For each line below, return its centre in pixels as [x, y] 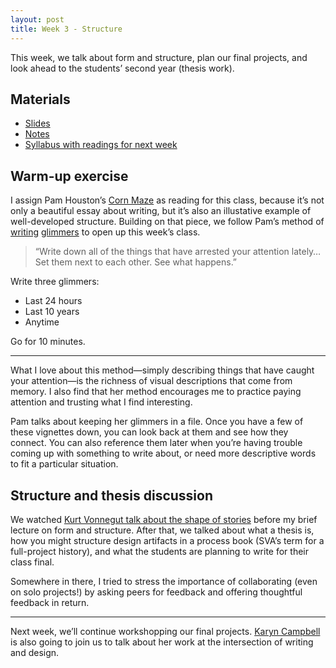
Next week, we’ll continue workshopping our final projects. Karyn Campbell [165, 631]
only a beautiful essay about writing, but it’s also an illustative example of [161, 211]
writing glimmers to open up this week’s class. [105, 232]
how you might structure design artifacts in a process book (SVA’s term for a [167, 540]
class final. [32, 562]
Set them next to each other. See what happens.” [136, 262]
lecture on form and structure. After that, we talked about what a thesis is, [162, 530]
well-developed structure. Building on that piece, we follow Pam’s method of [167, 222]
